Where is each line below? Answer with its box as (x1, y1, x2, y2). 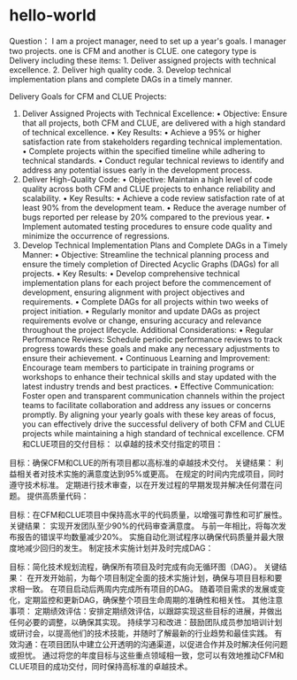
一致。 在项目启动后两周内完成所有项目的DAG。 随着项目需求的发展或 (24, 583, 278, 594)
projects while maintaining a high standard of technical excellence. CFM (21, 428, 285, 438)
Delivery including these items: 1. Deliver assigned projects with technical (9, 55, 277, 66)
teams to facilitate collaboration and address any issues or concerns (21, 399, 271, 410)
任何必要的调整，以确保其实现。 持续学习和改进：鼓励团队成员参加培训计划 (9, 616, 283, 627)
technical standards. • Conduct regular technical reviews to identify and (21, 155, 285, 166)
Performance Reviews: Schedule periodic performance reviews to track (21, 334, 283, 344)
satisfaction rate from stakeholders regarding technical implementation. (21, 136, 283, 147)
